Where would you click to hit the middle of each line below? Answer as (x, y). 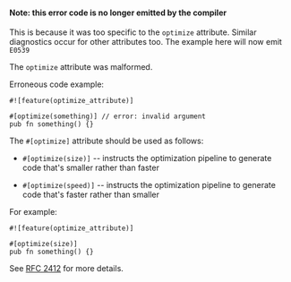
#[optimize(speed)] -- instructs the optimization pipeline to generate (149, 185)
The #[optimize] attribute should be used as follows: (107, 141)
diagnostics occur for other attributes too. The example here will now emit (145, 42)
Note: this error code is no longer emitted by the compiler (118, 13)
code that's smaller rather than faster (90, 168)
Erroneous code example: (57, 84)
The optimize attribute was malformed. (81, 67)
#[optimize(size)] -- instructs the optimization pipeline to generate (147, 158)
